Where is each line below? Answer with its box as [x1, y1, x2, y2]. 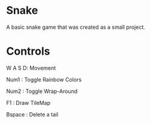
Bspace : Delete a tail [6, 110, 59, 118]
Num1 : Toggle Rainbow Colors [6, 76, 82, 83]
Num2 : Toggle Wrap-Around [6, 88, 78, 95]
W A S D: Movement [6, 64, 56, 71]
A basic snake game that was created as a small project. [6, 23, 146, 31]
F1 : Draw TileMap [6, 99, 51, 106]
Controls [6, 44, 50, 58]
